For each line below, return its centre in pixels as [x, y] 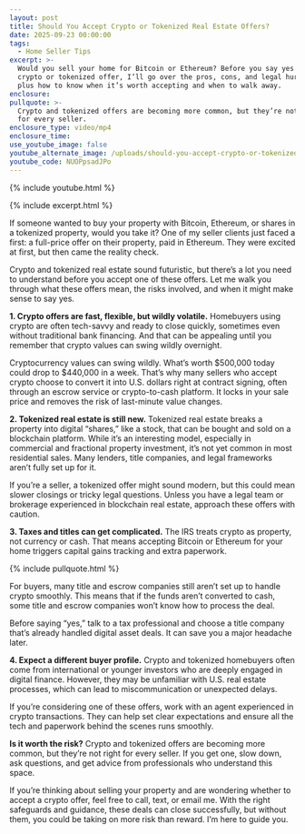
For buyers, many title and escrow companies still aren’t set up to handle [145, 586]
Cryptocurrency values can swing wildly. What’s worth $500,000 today [142, 362]
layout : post [34, 18]
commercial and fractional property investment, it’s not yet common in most [151, 447]
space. [22, 772]
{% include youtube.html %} [62, 187]
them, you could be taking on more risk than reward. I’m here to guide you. [149, 819]
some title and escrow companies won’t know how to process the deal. [142, 605]
